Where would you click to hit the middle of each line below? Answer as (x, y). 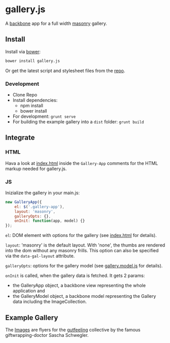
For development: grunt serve (44, 116)
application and (29, 291)
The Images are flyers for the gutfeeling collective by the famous (73, 330)
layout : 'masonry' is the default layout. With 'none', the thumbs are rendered (85, 245)
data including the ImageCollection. (50, 302)
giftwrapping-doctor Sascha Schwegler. (47, 335)
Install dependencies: (35, 100)
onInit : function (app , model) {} (50, 221)
